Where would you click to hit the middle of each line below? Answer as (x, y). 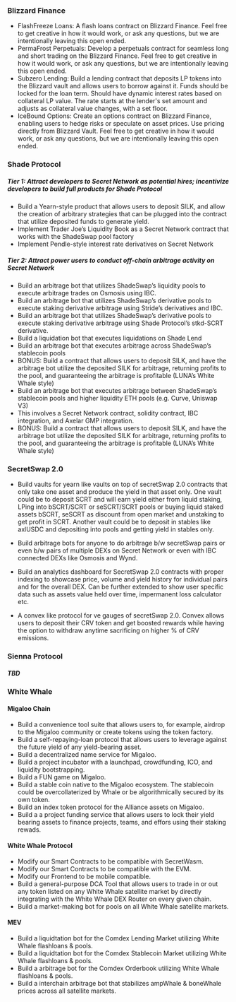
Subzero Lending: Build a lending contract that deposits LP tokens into (119, 78)
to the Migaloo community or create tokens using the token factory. (115, 732)
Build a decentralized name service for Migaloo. (87, 754)
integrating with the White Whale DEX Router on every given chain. (114, 899)
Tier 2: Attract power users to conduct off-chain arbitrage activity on (111, 260)
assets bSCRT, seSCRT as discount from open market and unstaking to (121, 514)
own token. (34, 799)
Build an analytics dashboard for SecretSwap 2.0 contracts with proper (120, 572)
